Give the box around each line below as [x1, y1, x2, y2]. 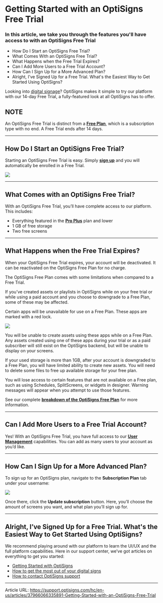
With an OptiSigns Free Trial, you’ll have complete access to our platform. [5, 203, 152, 209]
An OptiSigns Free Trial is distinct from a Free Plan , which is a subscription [5, 121, 154, 127]
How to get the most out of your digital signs [12, 568, 101, 574]
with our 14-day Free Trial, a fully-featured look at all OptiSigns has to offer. [5, 94, 155, 100]
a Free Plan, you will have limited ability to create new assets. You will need [5, 362, 155, 368]
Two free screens [12, 228, 48, 234]
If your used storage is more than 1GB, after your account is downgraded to [5, 357, 156, 363]
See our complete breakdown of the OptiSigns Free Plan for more [5, 396, 138, 402]
